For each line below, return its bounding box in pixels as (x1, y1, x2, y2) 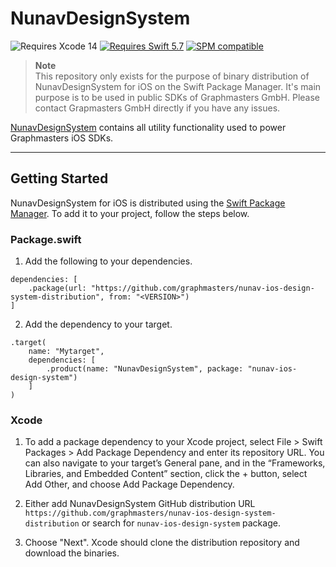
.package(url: (28, 283, 87, 294)
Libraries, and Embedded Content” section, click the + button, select (24, 468, 308, 480)
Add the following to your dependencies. (24, 255, 193, 267)
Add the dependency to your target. (24, 318, 173, 331)
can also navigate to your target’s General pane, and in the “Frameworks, (24, 457, 326, 469)
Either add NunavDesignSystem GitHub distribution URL (24, 498, 256, 510)
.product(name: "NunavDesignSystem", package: (46, 364, 244, 374)
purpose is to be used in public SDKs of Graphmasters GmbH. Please (34, 91, 321, 103)
